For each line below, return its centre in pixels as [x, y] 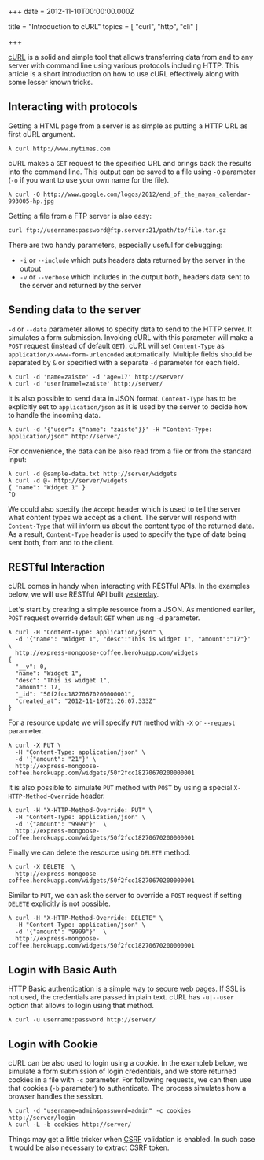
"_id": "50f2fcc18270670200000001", [75, 695]
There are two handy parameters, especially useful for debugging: [115, 245]
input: [18, 459]
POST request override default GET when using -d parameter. [104, 618]
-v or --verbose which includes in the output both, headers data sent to [134, 277]
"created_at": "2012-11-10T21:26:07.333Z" [86, 701]
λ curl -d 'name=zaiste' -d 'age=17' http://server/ [96, 377]
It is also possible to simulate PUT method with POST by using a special [120, 788]
